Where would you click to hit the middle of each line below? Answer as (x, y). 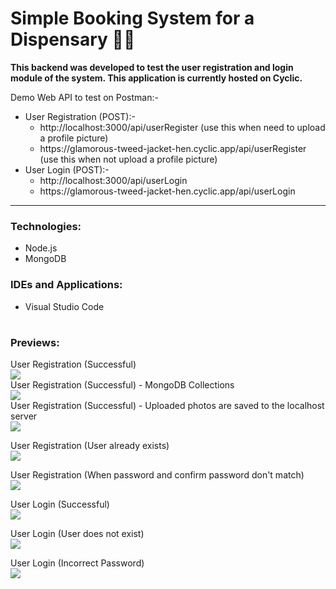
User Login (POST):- (67, 169)
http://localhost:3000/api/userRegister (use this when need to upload (182, 127)
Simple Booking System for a (132, 18)
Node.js (41, 248)
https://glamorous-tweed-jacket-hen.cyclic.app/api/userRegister (173, 148)
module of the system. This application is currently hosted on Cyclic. (156, 78)
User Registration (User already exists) (90, 446)
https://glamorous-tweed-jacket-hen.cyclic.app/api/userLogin (167, 191)
